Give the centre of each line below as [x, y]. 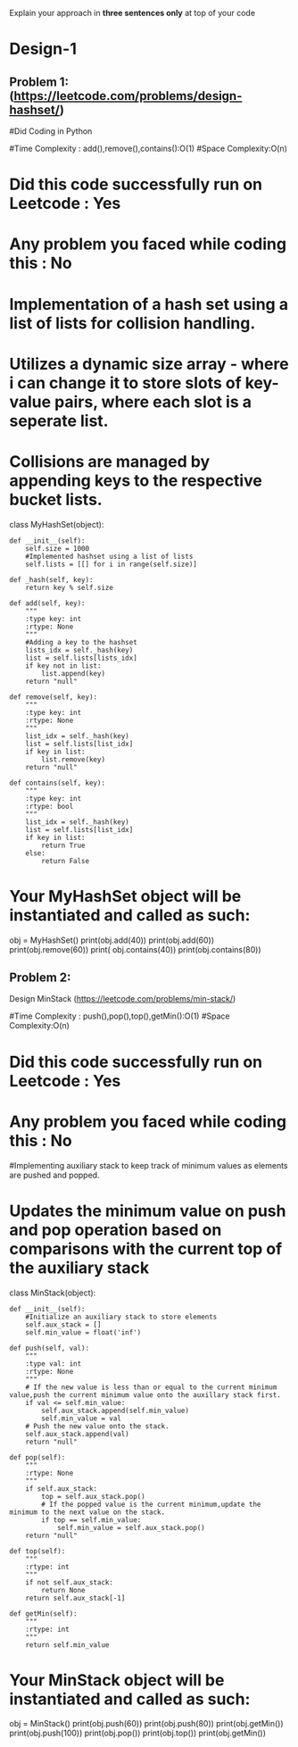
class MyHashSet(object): [57, 524]
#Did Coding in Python [51, 131]
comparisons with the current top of [146, 1248]
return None [64, 1590]
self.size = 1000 [58, 548]
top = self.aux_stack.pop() [93, 1496]
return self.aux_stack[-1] [75, 1598]
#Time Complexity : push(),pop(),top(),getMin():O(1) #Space [120, 1016]
